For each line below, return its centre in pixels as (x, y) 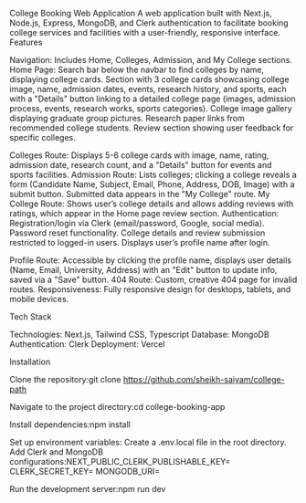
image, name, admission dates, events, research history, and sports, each (148, 89)
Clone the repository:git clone (65, 379)
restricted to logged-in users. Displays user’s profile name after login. (140, 242)
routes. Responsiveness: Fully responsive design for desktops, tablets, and (150, 289)
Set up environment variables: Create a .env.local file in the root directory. (148, 442)
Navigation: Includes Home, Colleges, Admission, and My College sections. (151, 60)
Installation (30, 362)
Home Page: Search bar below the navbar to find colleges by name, (137, 69)
